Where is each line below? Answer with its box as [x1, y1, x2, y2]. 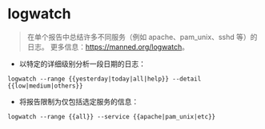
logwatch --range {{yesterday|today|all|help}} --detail [7, 75, 202, 83]
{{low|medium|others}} [7, 81, 83, 90]
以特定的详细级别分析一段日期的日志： [18, 59, 146, 68]
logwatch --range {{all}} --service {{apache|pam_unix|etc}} [7, 112, 216, 120]
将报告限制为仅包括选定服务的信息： [18, 96, 139, 106]
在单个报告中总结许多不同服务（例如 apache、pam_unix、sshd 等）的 [26, 32, 258, 41]
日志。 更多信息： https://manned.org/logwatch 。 [26, 41, 190, 52]
